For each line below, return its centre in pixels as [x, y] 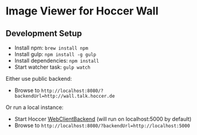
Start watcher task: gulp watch [52, 67]
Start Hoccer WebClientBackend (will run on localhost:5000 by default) [103, 119]
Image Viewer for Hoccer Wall [82, 11]
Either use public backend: [39, 79]
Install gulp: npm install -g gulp [55, 54]
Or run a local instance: [35, 107]
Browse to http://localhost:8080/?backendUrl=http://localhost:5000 [102, 125]
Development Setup [44, 33]
